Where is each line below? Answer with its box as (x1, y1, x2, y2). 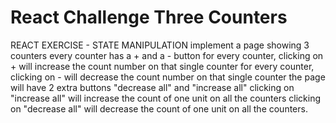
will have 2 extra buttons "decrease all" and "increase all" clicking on (10, 81, 295, 93)
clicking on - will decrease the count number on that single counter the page (10, 71, 326, 83)
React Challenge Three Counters (10, 6, 288, 29)
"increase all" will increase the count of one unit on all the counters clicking (10, 92, 322, 104)
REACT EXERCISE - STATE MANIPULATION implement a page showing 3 (10, 39, 310, 51)
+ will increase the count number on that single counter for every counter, (10, 60, 315, 72)
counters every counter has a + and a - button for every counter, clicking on (10, 49, 324, 61)
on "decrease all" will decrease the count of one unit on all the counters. (10, 102, 308, 115)
